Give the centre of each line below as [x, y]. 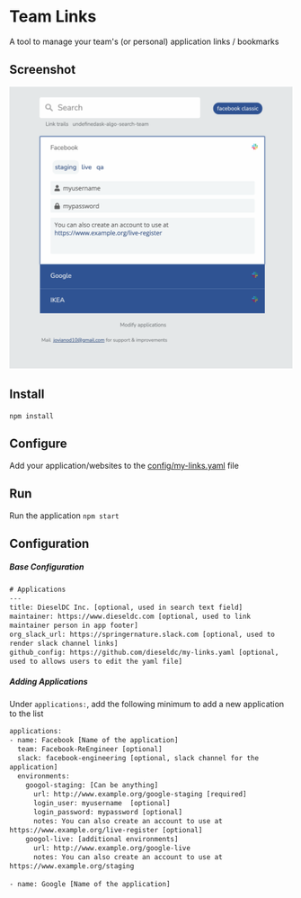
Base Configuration [47, 566]
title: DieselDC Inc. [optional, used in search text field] [126, 608]
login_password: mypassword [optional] [107, 813]
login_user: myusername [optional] [102, 804]
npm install [31, 417]
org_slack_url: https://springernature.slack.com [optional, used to [142, 635]
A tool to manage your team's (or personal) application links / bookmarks [144, 41]
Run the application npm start [64, 516]
